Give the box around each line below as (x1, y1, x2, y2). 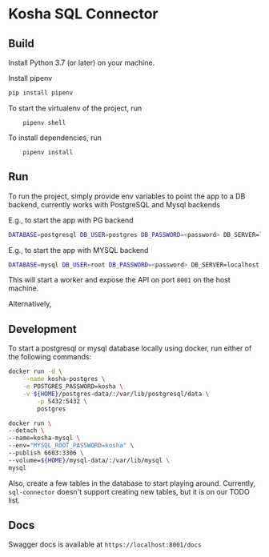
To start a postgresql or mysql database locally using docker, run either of (8, 343, 252, 353)
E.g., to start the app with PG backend (8, 215, 134, 225)
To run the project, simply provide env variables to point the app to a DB (8, 191, 246, 201)
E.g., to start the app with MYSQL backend (8, 245, 149, 254)
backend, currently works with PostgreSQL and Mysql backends (8, 199, 221, 209)
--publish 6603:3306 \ (8, 449, 84, 457)
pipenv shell (22, 118, 66, 126)
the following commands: (8, 352, 92, 362)
